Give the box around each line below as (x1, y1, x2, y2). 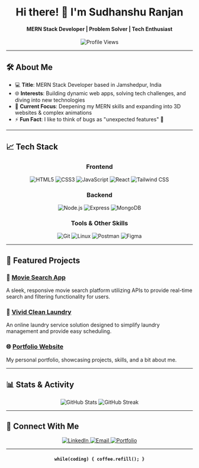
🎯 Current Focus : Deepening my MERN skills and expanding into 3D (14, 103, 181, 110)
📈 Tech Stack (6, 142, 58, 152)
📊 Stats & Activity (6, 380, 75, 390)
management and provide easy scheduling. (6, 328, 112, 335)
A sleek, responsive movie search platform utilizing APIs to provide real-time (6, 287, 192, 294)
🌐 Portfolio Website (6, 343, 64, 351)
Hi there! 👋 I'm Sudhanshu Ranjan (15, 5, 184, 19)
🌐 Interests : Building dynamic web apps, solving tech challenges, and (14, 90, 187, 97)
